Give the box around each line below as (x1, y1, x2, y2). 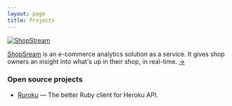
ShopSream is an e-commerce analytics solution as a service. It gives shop (7, 50, 225, 58)
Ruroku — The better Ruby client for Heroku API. (17, 91, 158, 99)
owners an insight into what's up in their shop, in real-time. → (7, 57, 185, 65)
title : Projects (7, 17, 55, 24)
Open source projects (7, 74, 83, 84)
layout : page (7, 10, 46, 18)
